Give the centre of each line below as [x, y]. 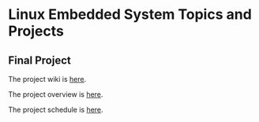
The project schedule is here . [56, 109]
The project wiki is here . [47, 79]
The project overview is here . [56, 94]
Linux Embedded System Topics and [130, 15]
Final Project [39, 60]
